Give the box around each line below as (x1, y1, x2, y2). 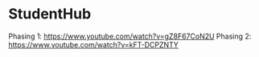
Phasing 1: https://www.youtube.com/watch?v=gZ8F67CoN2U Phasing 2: (8, 31, 252, 41)
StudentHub (8, 5, 92, 23)
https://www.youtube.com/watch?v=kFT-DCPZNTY (8, 39, 179, 49)
